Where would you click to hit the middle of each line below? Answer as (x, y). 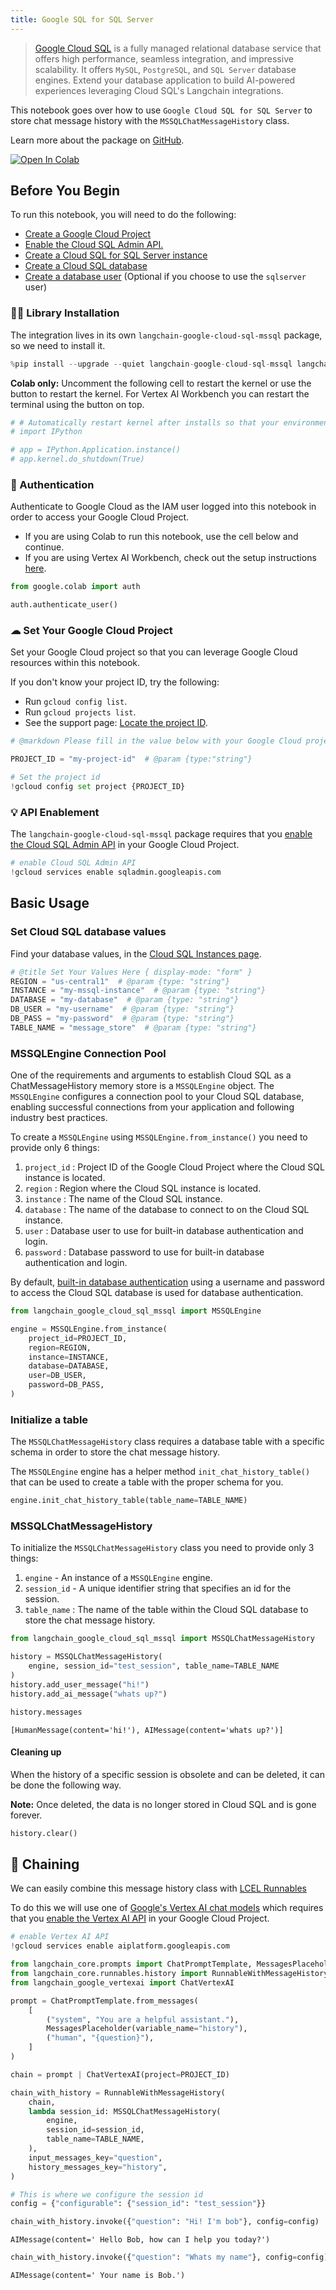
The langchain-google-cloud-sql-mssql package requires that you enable (161, 834)
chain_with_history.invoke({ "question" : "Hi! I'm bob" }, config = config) (165, 2222)
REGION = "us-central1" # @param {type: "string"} (120, 981)
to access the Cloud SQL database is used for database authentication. (157, 1293)
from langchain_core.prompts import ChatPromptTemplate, (131, 1964)
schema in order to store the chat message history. (115, 1452)
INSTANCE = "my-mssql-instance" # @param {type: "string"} (138, 991)
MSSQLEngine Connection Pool (88, 1053)
